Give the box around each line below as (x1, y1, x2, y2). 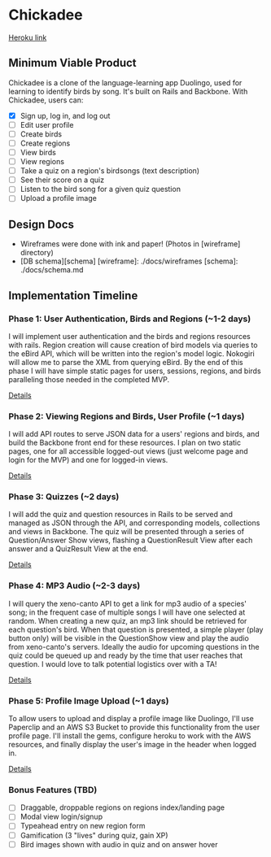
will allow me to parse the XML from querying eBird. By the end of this (8, 357, 243, 367)
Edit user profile (20, 120, 74, 129)
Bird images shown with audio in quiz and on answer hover (20, 839, 218, 849)
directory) (20, 248, 55, 258)
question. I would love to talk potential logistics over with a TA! (8, 659, 217, 668)
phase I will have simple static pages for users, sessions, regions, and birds (8, 366, 262, 376)
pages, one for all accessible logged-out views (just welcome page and (8, 446, 248, 456)
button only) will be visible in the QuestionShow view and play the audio (8, 633, 250, 643)
